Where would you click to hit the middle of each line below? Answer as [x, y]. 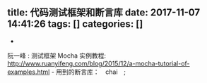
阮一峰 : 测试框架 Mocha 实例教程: [57, 56]
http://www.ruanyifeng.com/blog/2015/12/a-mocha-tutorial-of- [99, 63]
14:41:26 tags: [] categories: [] [75, 24]
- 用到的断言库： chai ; [88, 72]
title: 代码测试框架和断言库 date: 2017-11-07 [104, 13]
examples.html [29, 72]
